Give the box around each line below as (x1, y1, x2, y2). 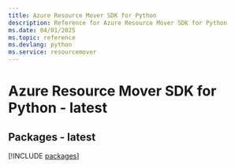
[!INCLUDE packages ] (8, 151, 80, 160)
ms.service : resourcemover (8, 48, 97, 56)
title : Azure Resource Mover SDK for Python (8, 11, 157, 20)
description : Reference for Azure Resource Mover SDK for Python (8, 19, 227, 27)
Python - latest (8, 99, 108, 117)
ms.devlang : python (8, 41, 73, 49)
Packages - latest (8, 130, 96, 144)
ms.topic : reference (8, 33, 76, 42)
